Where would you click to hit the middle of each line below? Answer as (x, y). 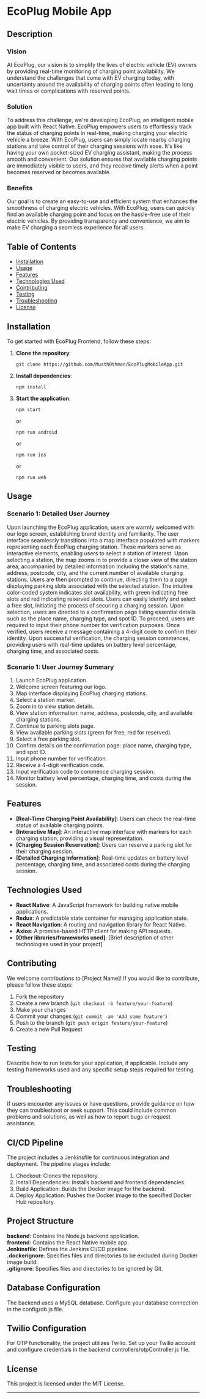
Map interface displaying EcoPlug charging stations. (81, 693)
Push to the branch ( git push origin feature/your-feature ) (92, 1022)
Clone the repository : (43, 353)
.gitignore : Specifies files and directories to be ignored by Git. (85, 1268)
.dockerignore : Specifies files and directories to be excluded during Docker (102, 1255)
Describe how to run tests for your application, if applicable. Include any (98, 1063)
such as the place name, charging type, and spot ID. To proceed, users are (101, 619)
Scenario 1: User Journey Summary (61, 667)
